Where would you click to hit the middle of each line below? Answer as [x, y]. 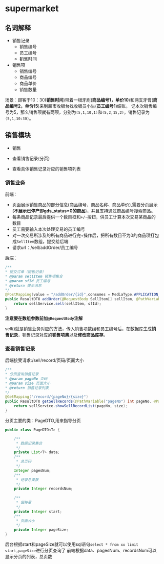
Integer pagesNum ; [32, 470]
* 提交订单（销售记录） [26, 272]
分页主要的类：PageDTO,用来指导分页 [43, 420]
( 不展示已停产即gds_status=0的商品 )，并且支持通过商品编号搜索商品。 [83, 211]
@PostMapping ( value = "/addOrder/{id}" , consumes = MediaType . [70, 294]
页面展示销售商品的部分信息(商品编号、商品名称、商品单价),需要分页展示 [85, 205]
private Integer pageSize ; [41, 530]
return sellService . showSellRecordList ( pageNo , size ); [71, 406]
